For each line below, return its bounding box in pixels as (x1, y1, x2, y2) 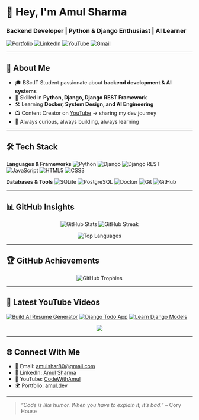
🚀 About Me (6, 62, 50, 73)
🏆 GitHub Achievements (6, 256, 99, 266)
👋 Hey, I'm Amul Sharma (6, 5, 127, 19)
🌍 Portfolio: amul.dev (14, 382, 68, 389)
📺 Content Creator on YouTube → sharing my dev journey (14, 109, 157, 117)
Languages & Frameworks (6, 161, 72, 168)
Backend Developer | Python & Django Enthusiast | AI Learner (6, 27, 187, 35)
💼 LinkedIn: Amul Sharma (14, 369, 76, 377)
